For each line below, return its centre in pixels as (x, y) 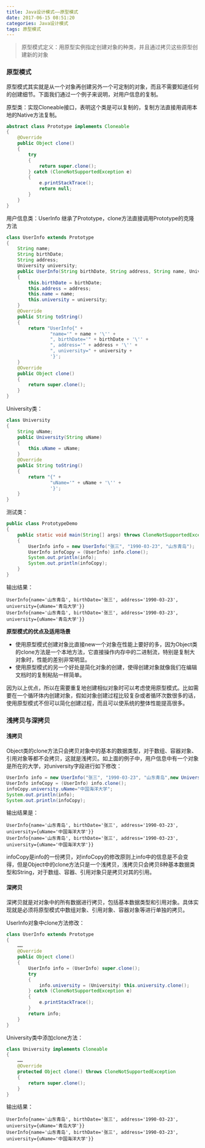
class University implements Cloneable (57, 1049)
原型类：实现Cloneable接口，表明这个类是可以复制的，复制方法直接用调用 (99, 107)
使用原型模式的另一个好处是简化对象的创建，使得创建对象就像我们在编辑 (106, 667)
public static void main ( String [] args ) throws (79, 535)
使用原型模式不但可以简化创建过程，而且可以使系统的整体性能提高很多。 (97, 703)
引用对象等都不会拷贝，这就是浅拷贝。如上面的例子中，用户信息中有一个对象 (103, 759)
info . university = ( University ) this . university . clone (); (114, 985)
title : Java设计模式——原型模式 (42, 12)
